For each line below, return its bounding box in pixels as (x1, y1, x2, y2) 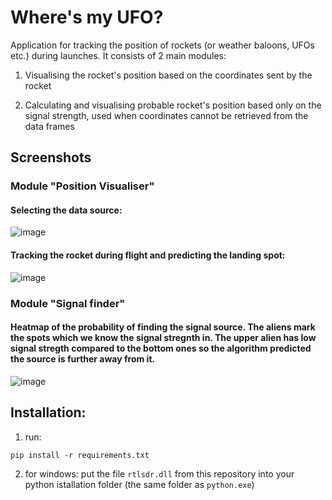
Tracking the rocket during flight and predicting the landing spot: (10, 249, 286, 261)
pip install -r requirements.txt (10, 450, 150, 460)
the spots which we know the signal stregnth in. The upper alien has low (10, 332, 317, 344)
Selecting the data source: (10, 204, 123, 216)
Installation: (10, 404, 87, 421)
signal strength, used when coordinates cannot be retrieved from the (24, 109, 309, 121)
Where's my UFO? (10, 6, 164, 29)
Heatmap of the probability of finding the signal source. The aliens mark (10, 321, 316, 333)
